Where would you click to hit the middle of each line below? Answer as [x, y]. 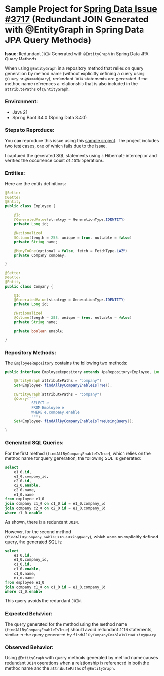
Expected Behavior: [29, 614]
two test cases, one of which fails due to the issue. [56, 146]
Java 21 [20, 112]
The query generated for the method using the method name [66, 624]
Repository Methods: [31, 352]
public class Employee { [30, 206]
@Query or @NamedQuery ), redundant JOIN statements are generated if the [76, 79]
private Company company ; [40, 255]
